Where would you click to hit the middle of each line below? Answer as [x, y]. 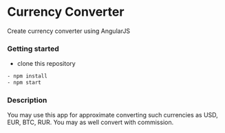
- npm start [24, 83]
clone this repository [46, 64]
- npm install [28, 76]
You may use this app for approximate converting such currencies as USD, [112, 115]
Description [27, 100]
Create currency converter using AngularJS [69, 31]
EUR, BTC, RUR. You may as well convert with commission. [90, 122]
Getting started [33, 49]
